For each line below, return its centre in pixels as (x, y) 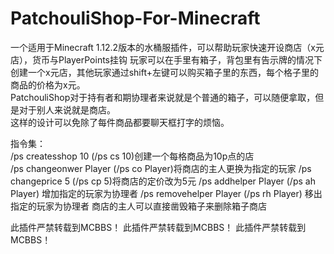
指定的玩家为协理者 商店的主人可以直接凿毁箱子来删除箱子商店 (138, 206)
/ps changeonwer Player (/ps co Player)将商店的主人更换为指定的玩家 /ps (161, 168)
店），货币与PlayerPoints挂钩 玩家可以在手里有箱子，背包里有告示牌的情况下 (166, 59)
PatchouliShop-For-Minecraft (135, 18)
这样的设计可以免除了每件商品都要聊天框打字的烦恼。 (120, 122)
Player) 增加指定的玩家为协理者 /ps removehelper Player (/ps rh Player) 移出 (166, 193)
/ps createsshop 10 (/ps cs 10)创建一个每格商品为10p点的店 (132, 156)
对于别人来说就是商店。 (67, 109)
